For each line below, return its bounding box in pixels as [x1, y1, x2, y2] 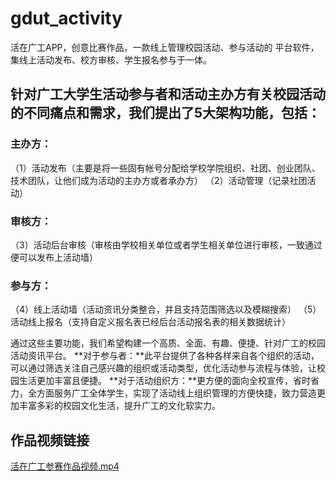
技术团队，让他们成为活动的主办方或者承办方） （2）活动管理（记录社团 [10, 174, 308, 186]
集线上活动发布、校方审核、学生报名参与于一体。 [10, 53, 212, 66]
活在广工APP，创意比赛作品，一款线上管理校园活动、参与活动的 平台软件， [10, 41, 320, 53]
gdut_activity [10, 7, 123, 30]
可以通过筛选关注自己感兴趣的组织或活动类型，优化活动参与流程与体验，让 [10, 362, 317, 374]
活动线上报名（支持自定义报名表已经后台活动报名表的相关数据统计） [10, 316, 291, 328]
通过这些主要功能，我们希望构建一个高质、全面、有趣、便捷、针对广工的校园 [10, 337, 326, 349]
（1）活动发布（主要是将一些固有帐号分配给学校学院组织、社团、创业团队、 [10, 162, 321, 174]
